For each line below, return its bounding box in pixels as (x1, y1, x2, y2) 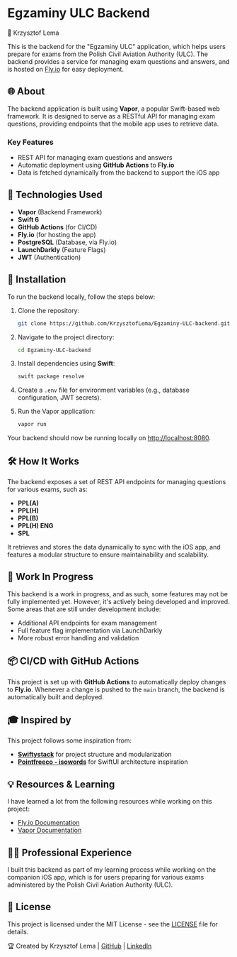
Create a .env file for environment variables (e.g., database (17, 385, 190, 395)
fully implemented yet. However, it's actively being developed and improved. (7, 597, 230, 606)
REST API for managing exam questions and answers (17, 153, 173, 162)
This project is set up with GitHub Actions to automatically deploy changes (7, 677, 226, 686)
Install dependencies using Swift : (17, 359, 115, 368)
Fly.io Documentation (17, 819, 80, 827)
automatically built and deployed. (7, 692, 104, 701)
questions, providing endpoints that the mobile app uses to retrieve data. (7, 119, 219, 128)
